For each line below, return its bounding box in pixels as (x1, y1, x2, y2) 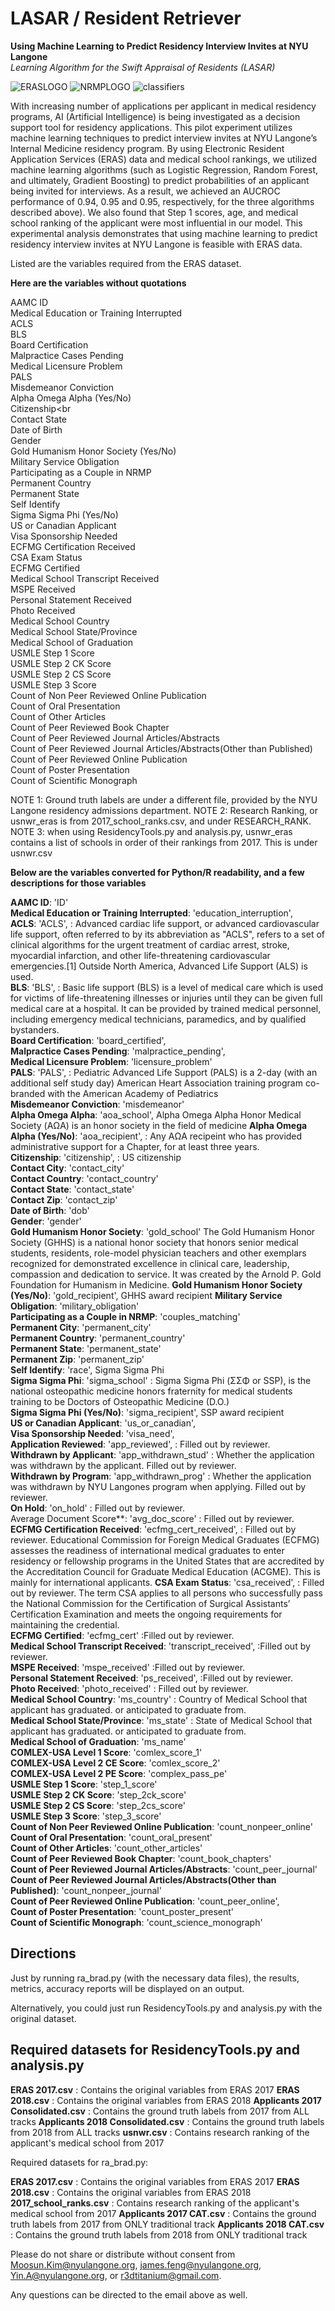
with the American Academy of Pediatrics (47, 1087, 219, 1099)
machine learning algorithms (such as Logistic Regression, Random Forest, (10, 163, 319, 176)
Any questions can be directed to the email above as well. (10, 2288, 248, 2301)
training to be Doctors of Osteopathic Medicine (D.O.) (10, 1395, 230, 1407)
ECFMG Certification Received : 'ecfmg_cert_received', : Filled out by (10, 1523, 297, 1535)
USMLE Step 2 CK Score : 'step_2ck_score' (10, 1788, 187, 1801)
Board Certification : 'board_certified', (10, 1034, 167, 1046)
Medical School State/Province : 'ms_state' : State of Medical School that (10, 1714, 313, 1726)
